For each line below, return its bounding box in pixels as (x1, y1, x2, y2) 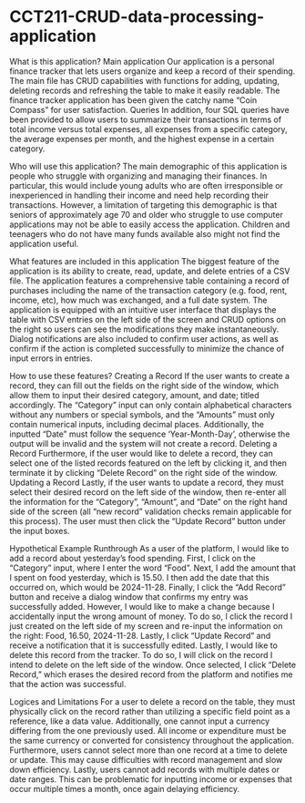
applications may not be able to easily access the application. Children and (9, 219, 290, 230)
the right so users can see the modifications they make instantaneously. (9, 324, 280, 335)
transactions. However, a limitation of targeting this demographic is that (9, 199, 278, 211)
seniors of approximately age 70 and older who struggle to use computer (9, 209, 284, 220)
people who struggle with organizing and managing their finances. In (9, 170, 268, 181)
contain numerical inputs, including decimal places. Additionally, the (9, 418, 264, 429)
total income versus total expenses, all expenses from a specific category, (9, 123, 289, 134)
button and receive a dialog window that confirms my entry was (9, 591, 249, 602)
